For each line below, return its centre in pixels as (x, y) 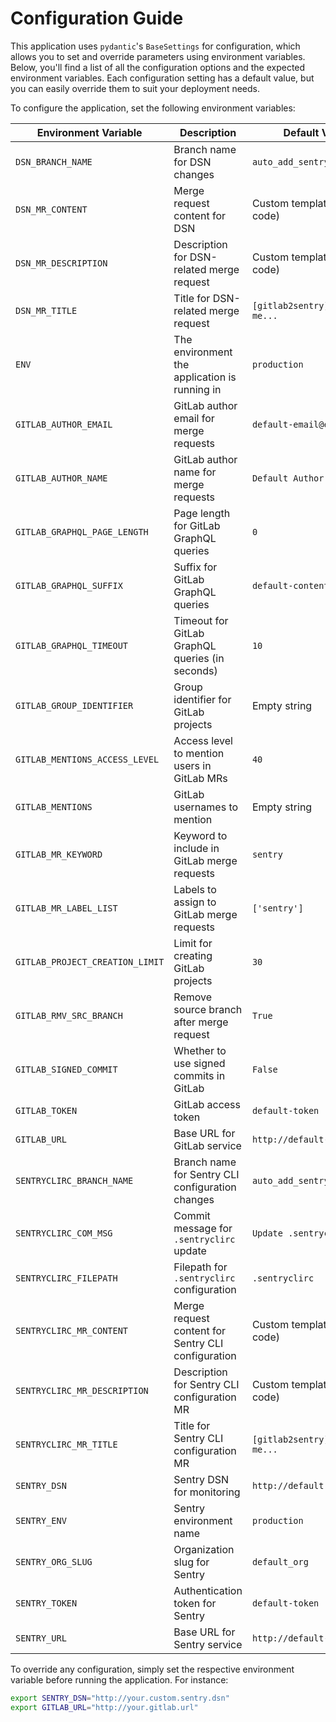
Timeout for (201, 620)
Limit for (193, 943)
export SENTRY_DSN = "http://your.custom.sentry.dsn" (120, 1698)
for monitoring (207, 1492)
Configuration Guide (97, 18)
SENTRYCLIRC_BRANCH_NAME (74, 1180)
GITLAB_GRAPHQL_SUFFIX (69, 585)
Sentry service (208, 1644)
